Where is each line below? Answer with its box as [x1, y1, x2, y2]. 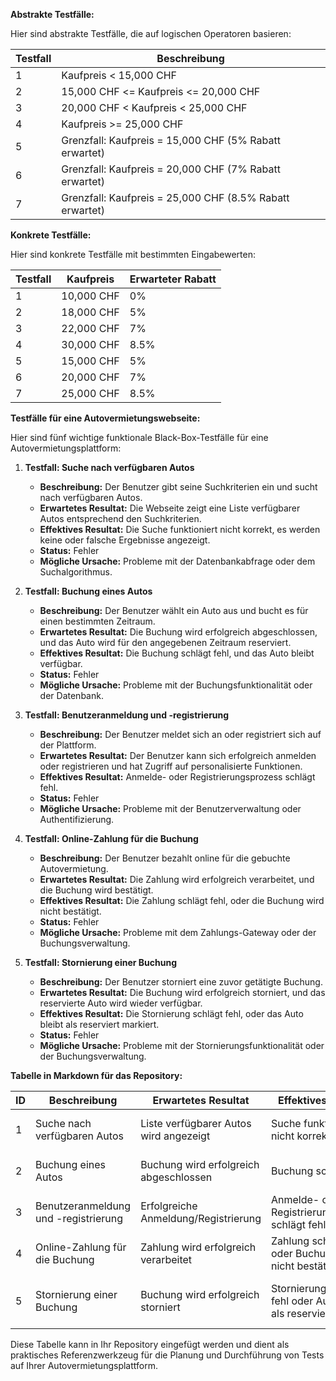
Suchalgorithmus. [39, 566, 113, 578]
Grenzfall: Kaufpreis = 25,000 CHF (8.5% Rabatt [61, 191, 290, 204]
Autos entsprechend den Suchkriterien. [39, 513, 202, 524]
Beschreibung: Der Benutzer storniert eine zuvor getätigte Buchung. [39, 976, 323, 988]
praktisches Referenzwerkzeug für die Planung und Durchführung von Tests [10, 1349, 325, 1361]
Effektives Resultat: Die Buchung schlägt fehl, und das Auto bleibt [39, 647, 315, 659]
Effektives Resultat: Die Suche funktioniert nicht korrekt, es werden [39, 524, 321, 535]
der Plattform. [39, 739, 97, 751]
